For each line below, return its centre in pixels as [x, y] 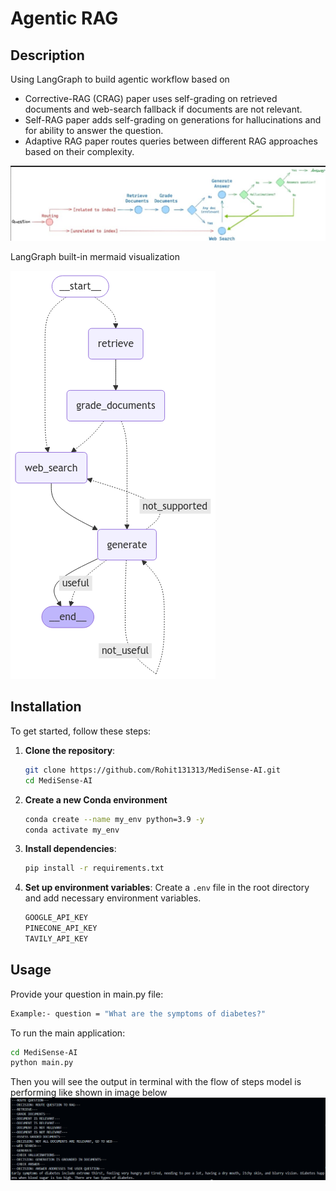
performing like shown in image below [89, 1093]
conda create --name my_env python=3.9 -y [114, 819]
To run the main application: [68, 1033]
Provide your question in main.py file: [87, 994]
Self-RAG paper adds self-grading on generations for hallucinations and [173, 120]
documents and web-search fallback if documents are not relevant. [163, 109]
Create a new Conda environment [96, 799]
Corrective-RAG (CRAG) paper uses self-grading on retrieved [151, 98]
